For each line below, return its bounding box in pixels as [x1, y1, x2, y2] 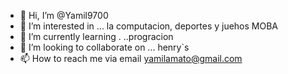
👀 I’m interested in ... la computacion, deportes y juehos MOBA [19, 20, 279, 32]
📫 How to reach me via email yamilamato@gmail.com [19, 53, 243, 64]
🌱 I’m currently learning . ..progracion [19, 31, 174, 42]
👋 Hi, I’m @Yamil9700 [19, 10, 109, 21]
